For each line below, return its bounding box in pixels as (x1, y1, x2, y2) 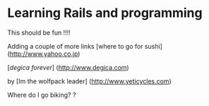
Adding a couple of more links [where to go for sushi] (7, 42, 162, 50)
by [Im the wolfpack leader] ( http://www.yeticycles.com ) (7, 76, 172, 86)
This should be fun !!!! (7, 28, 71, 37)
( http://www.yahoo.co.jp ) (7, 49, 80, 58)
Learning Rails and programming (7, 5, 203, 21)
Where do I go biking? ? (7, 90, 76, 99)
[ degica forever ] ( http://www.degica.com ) (7, 63, 129, 71)
